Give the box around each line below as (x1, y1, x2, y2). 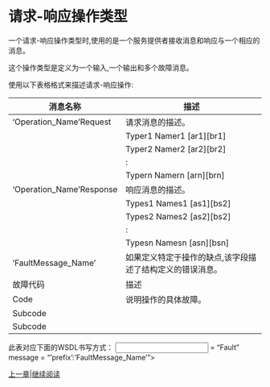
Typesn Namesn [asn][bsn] (125, 237, 229, 248)
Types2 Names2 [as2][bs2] (125, 210, 231, 222)
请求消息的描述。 (125, 116, 190, 127)
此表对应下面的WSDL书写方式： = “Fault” (8, 342, 239, 352)
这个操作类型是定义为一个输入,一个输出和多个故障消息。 (8, 62, 194, 73)
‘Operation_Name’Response (12, 183, 118, 194)
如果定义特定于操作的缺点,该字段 (125, 252, 249, 263)
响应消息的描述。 (125, 184, 190, 195)
